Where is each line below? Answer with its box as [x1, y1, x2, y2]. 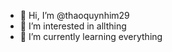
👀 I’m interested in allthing [19, 20, 127, 32]
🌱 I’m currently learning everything [19, 31, 163, 42]
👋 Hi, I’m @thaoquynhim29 [19, 10, 130, 21]
